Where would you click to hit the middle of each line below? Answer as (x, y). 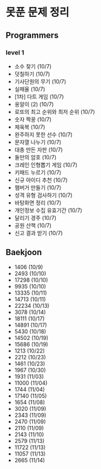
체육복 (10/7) (30, 127)
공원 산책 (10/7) (33, 225)
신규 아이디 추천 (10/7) (41, 180)
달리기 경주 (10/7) (35, 218)
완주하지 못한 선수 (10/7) (44, 135)
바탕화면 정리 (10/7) (38, 202)
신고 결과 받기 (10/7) (38, 233)
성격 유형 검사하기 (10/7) (44, 195)
